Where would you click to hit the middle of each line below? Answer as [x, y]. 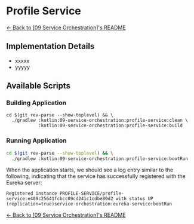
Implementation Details [50, 46]
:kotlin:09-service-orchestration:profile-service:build [110, 126]
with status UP [134, 199]
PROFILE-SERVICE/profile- [92, 194]
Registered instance [32, 194]
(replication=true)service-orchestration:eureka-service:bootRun [89, 204]
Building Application [36, 103]
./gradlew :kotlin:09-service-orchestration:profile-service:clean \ [100, 121]
